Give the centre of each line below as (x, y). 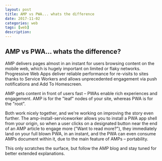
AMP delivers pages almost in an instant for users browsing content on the (80, 63)
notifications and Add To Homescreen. (44, 84)
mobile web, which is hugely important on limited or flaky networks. (73, 68)
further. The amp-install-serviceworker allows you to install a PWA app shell (81, 118)
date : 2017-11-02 (23, 18)
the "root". (15, 104)
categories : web (21, 23)
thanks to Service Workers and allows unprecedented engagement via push (81, 79)
